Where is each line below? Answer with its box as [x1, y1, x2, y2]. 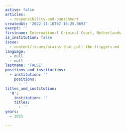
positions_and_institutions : [5, 68, 66, 73]
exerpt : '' [5, 26, 28, 31]
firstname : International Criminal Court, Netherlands [5, 30, 122, 35]
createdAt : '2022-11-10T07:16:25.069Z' [5, 21, 88, 26]
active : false [5, 7, 35, 12]
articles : [5, 12, 26, 17]
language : [5, 49, 26, 54]
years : [5, 109, 19, 115]
